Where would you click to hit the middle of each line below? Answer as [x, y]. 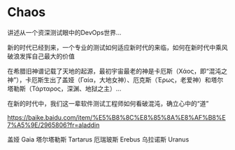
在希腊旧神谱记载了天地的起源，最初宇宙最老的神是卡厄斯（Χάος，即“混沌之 [117, 71]
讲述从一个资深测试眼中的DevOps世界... [64, 32]
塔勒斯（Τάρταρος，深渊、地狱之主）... [64, 88]
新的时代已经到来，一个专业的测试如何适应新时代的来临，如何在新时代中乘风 [117, 47]
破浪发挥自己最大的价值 [41, 56]
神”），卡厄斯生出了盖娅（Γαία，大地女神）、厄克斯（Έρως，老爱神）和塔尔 [115, 80]
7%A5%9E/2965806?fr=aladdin [54, 125]
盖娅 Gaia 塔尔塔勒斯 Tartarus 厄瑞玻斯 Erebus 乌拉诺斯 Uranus [98, 139]
